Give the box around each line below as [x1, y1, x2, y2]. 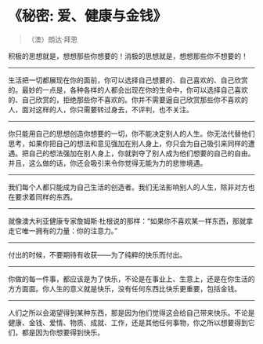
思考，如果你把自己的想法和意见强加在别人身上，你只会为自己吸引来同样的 [8, 138, 248, 148]
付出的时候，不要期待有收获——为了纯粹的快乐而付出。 [8, 250, 186, 259]
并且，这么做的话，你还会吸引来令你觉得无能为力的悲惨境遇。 [8, 158, 207, 167]
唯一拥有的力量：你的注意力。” [21, 225, 118, 236]
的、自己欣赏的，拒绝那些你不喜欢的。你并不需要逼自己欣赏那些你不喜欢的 [8, 95, 248, 104]
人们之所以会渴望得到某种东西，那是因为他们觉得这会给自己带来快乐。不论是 [8, 308, 255, 317]
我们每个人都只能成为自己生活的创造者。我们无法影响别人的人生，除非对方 [8, 182, 248, 192]
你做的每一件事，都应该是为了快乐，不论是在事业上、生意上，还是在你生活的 [8, 274, 255, 284]
